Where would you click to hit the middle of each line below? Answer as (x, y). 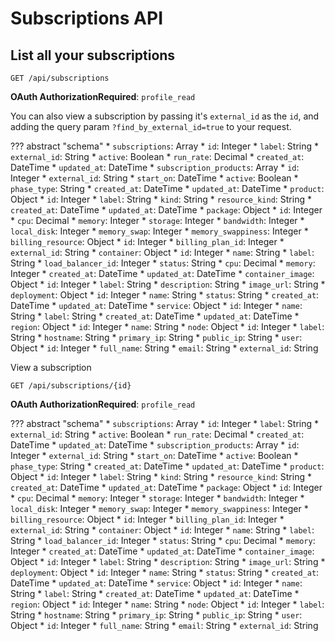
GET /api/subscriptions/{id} (71, 386)
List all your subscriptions (93, 55)
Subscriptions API (87, 18)
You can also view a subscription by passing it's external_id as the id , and (165, 116)
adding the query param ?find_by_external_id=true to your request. (151, 126)
